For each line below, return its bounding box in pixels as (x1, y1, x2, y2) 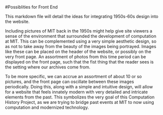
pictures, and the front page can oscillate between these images (5, 79, 134, 84)
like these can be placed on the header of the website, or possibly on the (5, 49, 152, 54)
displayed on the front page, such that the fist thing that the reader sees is (5, 59, 154, 65)
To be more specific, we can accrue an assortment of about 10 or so (5, 74, 142, 79)
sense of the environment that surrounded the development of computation (5, 33, 157, 39)
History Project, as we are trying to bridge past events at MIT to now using (5, 99, 154, 105)
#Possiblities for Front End (5, 4, 58, 10)
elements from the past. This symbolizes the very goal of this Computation (5, 94, 155, 100)
